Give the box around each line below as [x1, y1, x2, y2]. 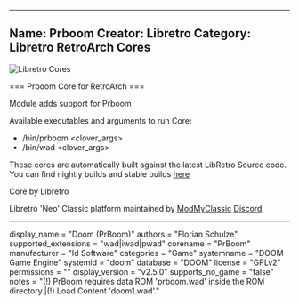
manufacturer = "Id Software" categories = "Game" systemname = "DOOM [9, 247, 284, 258]
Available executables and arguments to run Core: [9, 115, 192, 125]
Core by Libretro [9, 186, 69, 197]
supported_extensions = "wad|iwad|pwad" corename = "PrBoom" [9, 237, 251, 249]
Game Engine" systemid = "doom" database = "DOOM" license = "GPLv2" [9, 257, 282, 268]
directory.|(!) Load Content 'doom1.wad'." [9, 285, 160, 296]
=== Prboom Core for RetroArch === [9, 81, 145, 92]
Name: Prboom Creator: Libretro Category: [9, 26, 252, 41]
